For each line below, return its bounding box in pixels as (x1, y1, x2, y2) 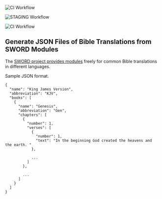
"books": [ (9, 95, 32, 100)
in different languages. (5, 64, 50, 69)
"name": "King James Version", (9, 87, 73, 91)
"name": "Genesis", (18, 104, 58, 109)
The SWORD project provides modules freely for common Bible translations (5, 58, 158, 64)
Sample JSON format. (5, 73, 49, 79)
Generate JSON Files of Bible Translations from (5, 38, 152, 46)
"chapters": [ (18, 112, 47, 117)
